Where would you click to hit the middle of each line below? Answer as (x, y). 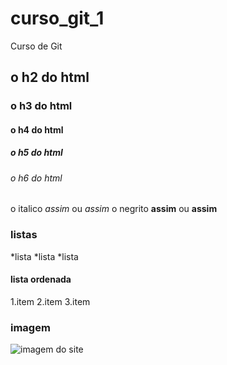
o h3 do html (41, 106)
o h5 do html (36, 153)
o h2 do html (50, 77)
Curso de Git (36, 46)
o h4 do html (37, 129)
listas (24, 235)
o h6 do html (36, 178)
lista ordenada (41, 279)
